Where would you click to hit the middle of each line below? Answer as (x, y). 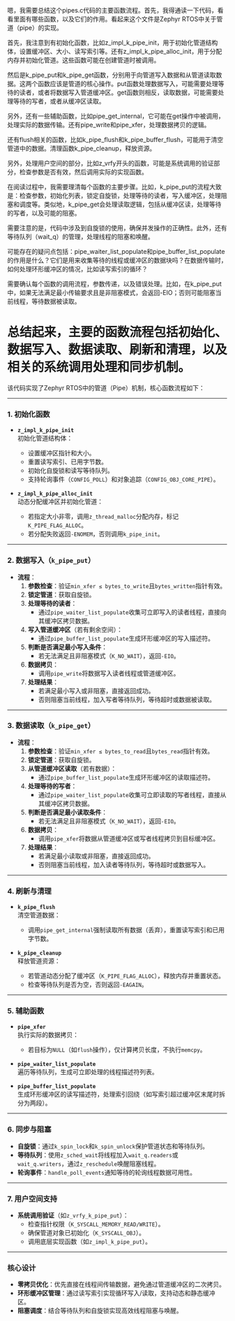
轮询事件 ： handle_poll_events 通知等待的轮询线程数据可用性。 (107, 1172)
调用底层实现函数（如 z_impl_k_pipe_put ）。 (90, 1242)
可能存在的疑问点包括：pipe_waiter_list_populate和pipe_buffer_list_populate (116, 251)
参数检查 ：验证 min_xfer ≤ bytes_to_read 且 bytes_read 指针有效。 (121, 751)
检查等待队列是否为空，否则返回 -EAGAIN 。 (88, 985)
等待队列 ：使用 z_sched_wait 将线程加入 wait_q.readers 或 (98, 1155)
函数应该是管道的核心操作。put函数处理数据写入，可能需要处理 (128, 84)
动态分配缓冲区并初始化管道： (60, 501)
